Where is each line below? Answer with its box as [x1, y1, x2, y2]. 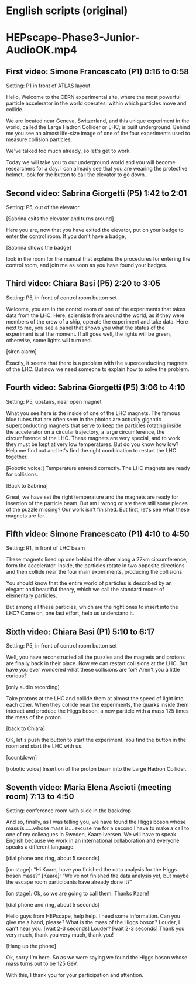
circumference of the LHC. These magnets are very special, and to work [6, 434, 180, 441]
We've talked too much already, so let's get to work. [6, 148, 132, 155]
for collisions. [6, 471, 39, 478]
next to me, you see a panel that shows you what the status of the [6, 324, 165, 331]
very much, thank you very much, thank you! [6, 931, 114, 938]
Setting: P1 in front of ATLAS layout [6, 82, 91, 89]
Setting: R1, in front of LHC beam [6, 544, 85, 551]
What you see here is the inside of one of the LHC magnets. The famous [6, 409, 180, 417]
